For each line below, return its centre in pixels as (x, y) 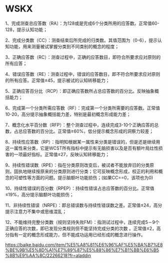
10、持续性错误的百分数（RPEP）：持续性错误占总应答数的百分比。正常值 (80, 188)
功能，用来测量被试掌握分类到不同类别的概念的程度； (64, 46)
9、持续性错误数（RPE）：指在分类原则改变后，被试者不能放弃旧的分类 (77, 165)
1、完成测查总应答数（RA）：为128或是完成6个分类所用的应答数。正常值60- (82, 23)
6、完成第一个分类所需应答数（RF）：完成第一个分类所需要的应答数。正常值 (82, 108)
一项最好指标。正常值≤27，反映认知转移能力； (62, 154)
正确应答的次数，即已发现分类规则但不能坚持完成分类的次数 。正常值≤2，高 (83, 228)
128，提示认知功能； (26, 29)
